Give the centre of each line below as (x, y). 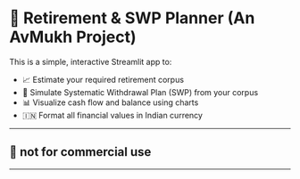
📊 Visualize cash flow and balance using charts (110, 102)
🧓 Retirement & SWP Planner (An (132, 18)
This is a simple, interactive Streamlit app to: (91, 61)
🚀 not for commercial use (80, 152)
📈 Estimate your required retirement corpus (103, 79)
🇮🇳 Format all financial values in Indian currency (112, 115)
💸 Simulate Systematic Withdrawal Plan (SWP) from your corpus (140, 92)
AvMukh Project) (73, 37)
